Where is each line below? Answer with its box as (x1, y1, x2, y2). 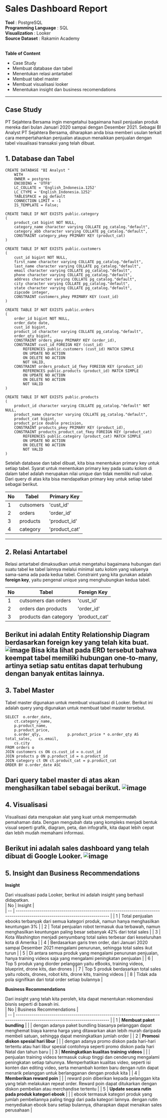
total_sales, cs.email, (5, 736, 59, 741)
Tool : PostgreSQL (5, 19, 43, 25)
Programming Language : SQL (5, 24, 69, 30)
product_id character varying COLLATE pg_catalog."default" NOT (14, 403, 150, 408)
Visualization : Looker (5, 30, 51, 36)
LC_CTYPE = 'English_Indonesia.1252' (14, 189, 92, 194)
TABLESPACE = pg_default (14, 194, 66, 199)
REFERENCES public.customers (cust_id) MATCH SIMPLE (23, 346, 135, 351)
